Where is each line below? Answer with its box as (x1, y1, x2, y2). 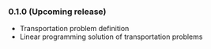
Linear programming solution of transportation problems (19, 32, 203, 41)
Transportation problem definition (19, 24, 130, 33)
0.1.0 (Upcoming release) (8, 6, 107, 17)
